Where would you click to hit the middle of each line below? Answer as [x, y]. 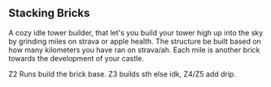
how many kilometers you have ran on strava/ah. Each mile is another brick [134, 50]
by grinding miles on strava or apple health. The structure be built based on [135, 41]
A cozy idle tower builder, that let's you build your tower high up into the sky [136, 32]
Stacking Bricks [49, 13]
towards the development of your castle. [76, 58]
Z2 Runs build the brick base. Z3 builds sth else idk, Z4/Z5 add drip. [122, 74]
